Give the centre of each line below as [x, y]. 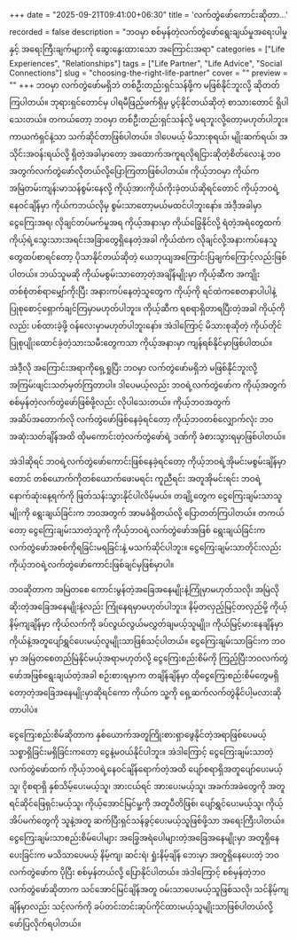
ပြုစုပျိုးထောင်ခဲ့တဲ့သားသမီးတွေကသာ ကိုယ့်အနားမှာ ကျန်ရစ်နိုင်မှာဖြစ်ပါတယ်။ [141, 343]
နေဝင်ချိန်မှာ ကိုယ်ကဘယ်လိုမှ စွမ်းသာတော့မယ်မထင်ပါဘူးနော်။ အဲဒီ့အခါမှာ [136, 205]
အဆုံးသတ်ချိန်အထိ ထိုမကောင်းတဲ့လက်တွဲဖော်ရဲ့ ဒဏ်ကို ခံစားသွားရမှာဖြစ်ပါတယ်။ [148, 436]
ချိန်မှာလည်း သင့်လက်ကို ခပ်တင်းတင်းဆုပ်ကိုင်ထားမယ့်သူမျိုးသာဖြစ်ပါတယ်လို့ [141, 906]
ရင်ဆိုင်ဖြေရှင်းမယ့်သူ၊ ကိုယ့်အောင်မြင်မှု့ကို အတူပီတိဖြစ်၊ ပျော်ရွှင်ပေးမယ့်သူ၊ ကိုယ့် [146, 803]
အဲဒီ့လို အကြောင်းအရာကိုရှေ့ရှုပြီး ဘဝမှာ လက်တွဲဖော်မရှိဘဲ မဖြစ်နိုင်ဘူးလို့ [133, 368]
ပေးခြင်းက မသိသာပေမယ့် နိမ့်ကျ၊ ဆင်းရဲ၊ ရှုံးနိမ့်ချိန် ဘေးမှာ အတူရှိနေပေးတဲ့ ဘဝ [144, 855]
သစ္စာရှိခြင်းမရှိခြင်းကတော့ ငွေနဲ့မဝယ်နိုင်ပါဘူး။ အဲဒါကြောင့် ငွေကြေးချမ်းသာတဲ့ [141, 752]
